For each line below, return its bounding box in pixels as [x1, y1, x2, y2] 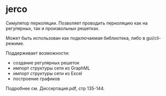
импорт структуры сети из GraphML [12, 65, 90, 71]
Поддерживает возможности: [5, 50, 69, 56]
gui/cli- [146, 35, 161, 41]
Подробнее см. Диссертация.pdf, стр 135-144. [5, 85, 105, 91]
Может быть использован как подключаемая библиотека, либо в [5, 35, 145, 41]
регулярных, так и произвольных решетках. [5, 25, 99, 31]
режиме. [5, 40, 24, 46]
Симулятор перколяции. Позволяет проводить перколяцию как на [5, 20, 148, 26]
